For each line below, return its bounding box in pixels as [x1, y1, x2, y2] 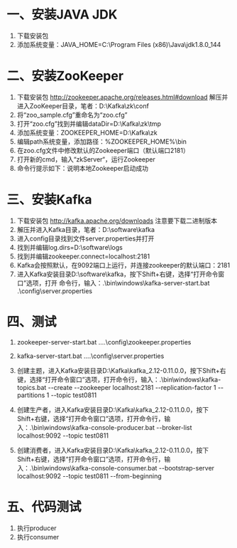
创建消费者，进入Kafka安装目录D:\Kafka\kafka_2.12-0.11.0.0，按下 [16, 446, 209, 454]
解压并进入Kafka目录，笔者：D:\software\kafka [16, 225, 155, 233]
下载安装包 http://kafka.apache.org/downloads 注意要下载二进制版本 [16, 216, 218, 225]
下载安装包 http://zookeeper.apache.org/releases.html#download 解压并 [16, 93, 228, 101]
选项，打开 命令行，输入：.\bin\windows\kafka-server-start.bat [26, 278, 210, 287]
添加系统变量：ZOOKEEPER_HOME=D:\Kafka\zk [16, 128, 158, 137]
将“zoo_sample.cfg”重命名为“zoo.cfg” [16, 110, 128, 119]
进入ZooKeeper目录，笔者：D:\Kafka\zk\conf [16, 101, 150, 110]
